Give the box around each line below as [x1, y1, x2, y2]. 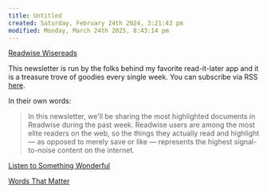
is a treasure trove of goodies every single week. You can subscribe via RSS [8, 73, 258, 82]
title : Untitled [8, 11, 62, 20]
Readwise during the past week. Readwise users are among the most [27, 120, 255, 130]
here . [8, 81, 26, 90]
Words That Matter [8, 176, 70, 186]
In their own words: [8, 96, 72, 106]
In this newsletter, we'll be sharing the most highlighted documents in [27, 112, 256, 121]
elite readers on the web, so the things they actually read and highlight [27, 128, 260, 138]
